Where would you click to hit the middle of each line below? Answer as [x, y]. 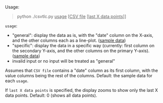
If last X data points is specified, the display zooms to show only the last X [81, 90]
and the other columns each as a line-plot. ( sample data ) [69, 40]
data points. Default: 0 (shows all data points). [51, 95]
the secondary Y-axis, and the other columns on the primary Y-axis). [81, 51]
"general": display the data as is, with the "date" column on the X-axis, [82, 35]
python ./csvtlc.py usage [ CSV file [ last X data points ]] [72, 16]
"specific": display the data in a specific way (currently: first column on [83, 45]
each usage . [17, 81]
